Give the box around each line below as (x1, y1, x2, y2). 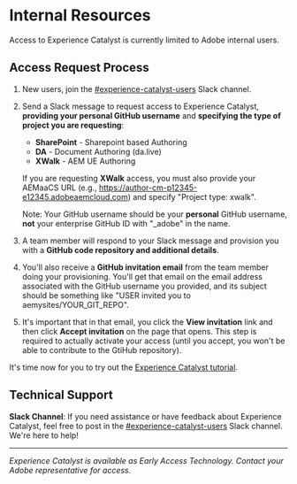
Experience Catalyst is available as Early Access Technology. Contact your (9, 455, 285, 465)
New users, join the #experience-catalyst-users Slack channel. (21, 83, 252, 94)
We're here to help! (9, 430, 80, 441)
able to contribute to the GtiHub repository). (21, 344, 182, 355)
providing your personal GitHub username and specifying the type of (21, 110, 281, 120)
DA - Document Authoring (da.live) (34, 146, 162, 157)
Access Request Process (9, 60, 150, 75)
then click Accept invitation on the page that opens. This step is (21, 326, 257, 336)
